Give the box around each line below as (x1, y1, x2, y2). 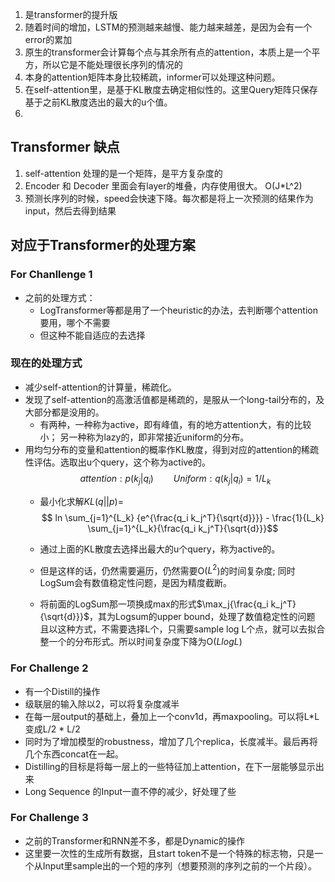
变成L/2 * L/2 (24, 723, 81, 735)
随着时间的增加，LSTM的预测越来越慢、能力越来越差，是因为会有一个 (24, 21, 313, 33)
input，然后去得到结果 (24, 204, 117, 217)
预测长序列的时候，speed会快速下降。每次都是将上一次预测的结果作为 (24, 192, 314, 204)
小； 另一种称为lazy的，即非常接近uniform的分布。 (39, 431, 250, 443)
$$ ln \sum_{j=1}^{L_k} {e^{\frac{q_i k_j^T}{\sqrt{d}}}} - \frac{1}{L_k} (41, 511, 325, 523)
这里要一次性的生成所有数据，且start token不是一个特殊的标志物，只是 (24, 847, 315, 859)
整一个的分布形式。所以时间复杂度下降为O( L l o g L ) (39, 636, 243, 648)
